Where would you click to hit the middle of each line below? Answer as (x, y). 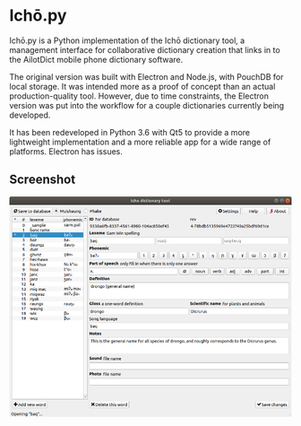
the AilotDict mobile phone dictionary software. (96, 59)
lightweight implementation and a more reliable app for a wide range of (140, 142)
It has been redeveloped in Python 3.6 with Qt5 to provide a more (130, 132)
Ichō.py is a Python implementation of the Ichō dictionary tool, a (127, 40)
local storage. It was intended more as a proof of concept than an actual (142, 86)
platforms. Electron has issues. (66, 151)
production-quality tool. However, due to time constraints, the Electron (139, 96)
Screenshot (43, 180)
